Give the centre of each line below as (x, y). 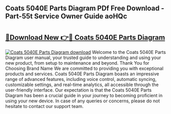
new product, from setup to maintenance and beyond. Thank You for (77, 63)
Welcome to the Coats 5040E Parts (129, 52)
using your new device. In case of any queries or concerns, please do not (83, 101)
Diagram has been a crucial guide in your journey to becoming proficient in (84, 95)
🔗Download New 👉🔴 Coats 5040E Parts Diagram (85, 37)
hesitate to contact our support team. (44, 106)
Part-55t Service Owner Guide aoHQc (66, 17)
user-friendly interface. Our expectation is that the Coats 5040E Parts (79, 90)
